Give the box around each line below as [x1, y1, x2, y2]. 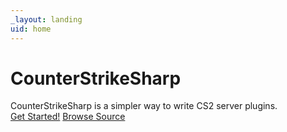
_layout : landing [10, 14, 83, 25]
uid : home [10, 24, 52, 34]
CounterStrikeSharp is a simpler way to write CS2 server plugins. [10, 100, 278, 112]
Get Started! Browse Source [10, 111, 126, 123]
